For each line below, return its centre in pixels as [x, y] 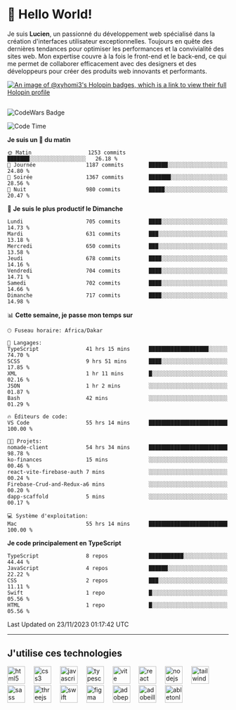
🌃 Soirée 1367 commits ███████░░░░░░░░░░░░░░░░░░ [118, 177]
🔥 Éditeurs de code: [38, 417]
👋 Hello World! [50, 14]
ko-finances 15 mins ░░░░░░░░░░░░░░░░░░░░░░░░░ [118, 460]
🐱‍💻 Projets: [25, 441]
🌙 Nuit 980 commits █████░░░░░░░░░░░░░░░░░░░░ [118, 190]
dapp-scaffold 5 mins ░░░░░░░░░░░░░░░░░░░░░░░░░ [118, 497]
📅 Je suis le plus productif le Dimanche [65, 209]
